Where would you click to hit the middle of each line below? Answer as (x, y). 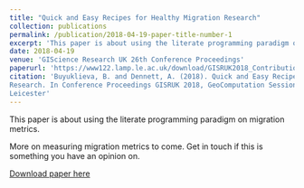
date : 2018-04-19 (42, 52)
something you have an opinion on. (75, 155)
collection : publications (58, 26)
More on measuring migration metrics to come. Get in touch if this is (137, 146)
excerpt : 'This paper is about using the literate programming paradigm (149, 43)
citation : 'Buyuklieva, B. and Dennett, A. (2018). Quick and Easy (139, 77)
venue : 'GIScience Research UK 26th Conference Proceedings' (127, 60)
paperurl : (28, 69)
